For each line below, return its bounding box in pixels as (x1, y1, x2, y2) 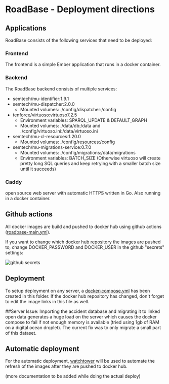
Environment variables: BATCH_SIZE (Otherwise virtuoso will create (20, 155, 161, 161)
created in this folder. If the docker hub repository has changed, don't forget (5, 293, 164, 299)
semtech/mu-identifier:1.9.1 (12, 95, 69, 102)
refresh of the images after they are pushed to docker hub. (5, 363, 128, 369)
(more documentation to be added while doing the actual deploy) (5, 373, 141, 379)
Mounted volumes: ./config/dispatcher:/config (20, 106, 116, 112)
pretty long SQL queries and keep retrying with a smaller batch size (20, 160, 161, 166)
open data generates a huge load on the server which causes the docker (5, 313, 157, 319)
